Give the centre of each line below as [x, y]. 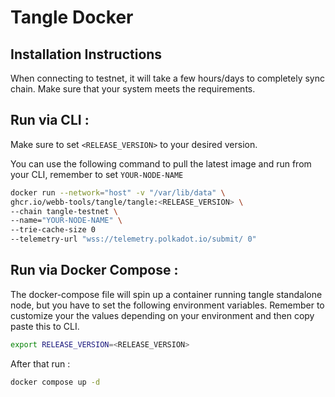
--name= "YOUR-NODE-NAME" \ [66, 221]
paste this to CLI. [45, 326]
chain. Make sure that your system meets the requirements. [133, 89]
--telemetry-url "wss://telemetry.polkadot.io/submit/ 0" [133, 239]
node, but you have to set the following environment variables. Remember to [167, 305]
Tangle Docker [72, 17]
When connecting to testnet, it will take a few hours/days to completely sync [168, 78]
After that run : [40, 363]
